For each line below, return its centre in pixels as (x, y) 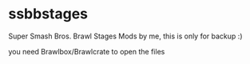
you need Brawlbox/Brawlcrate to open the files (87, 51)
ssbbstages (48, 14)
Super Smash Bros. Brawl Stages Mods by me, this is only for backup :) (125, 36)
